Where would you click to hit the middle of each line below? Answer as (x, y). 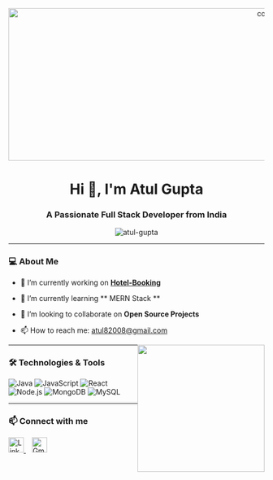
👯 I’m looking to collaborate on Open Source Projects (110, 314)
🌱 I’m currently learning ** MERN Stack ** (90, 298)
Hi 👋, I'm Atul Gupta (136, 189)
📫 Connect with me (48, 421)
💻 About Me (34, 262)
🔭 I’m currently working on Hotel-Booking (90, 282)
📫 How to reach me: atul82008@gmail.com (94, 330)
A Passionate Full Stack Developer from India (136, 215)
